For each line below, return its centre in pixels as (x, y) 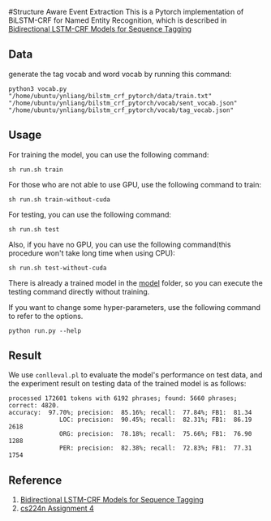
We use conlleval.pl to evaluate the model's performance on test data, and (135, 375)
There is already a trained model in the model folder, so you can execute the (136, 282)
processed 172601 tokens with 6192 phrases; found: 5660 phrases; (123, 398)
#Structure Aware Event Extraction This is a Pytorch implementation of (126, 12)
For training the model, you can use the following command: (109, 154)
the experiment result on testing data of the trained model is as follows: (127, 384)
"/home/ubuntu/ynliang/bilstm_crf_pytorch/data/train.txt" (110, 96)
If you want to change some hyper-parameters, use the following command (135, 307)
